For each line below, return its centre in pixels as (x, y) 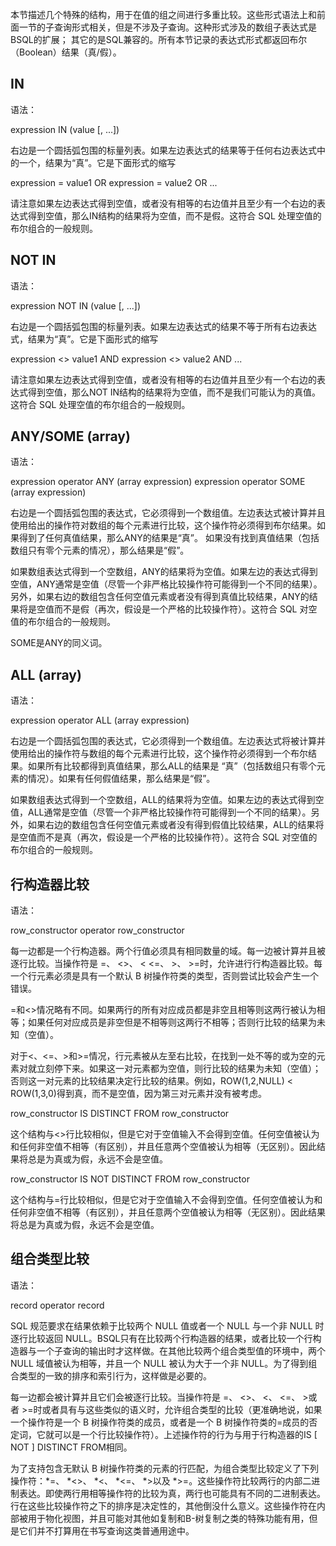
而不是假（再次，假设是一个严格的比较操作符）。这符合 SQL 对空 (185, 609)
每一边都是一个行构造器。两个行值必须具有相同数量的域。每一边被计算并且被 (168, 951)
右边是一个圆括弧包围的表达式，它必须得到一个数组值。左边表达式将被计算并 (168, 741)
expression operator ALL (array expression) (100, 720)
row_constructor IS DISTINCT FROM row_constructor (120, 1114)
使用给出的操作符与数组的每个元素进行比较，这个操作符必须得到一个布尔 (159, 754)
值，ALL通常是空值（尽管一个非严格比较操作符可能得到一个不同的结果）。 (161, 812)
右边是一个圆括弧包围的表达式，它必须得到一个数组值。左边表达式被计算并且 (168, 513)
